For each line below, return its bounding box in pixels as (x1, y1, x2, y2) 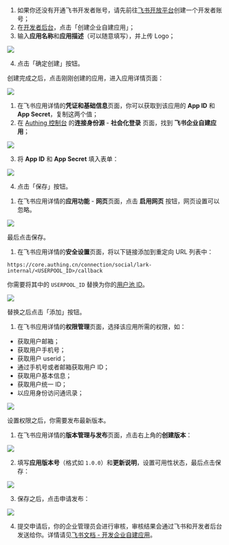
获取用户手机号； (17, 346, 66, 354)
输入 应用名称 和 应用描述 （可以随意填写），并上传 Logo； (17, 32, 175, 40)
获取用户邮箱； (17, 337, 60, 345)
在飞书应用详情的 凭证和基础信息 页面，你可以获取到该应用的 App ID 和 (17, 102, 215, 109)
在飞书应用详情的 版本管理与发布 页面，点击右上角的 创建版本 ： (17, 431, 193, 439)
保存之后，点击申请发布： (17, 495, 90, 502)
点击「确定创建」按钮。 (17, 59, 84, 67)
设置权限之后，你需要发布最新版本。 (7, 416, 110, 425)
